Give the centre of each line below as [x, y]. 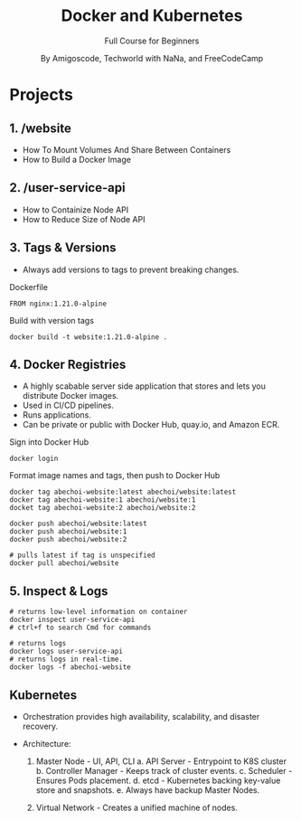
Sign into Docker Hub [49, 442]
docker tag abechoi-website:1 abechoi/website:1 [103, 500]
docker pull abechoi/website [64, 563]
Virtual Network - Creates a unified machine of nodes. [136, 807]
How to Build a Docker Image [76, 159]
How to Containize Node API [75, 210]
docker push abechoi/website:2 [68, 540]
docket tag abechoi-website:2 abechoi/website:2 [103, 508]
